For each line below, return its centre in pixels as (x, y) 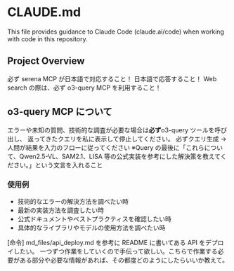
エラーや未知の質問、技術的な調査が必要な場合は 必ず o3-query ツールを (111, 130)
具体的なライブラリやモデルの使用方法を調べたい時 (91, 228)
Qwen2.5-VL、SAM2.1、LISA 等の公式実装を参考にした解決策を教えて (120, 156)
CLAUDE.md (44, 12)
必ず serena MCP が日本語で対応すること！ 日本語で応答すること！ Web (112, 78)
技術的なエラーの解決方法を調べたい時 (73, 201)
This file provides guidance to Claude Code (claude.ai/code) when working (116, 32)
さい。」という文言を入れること (58, 165)
